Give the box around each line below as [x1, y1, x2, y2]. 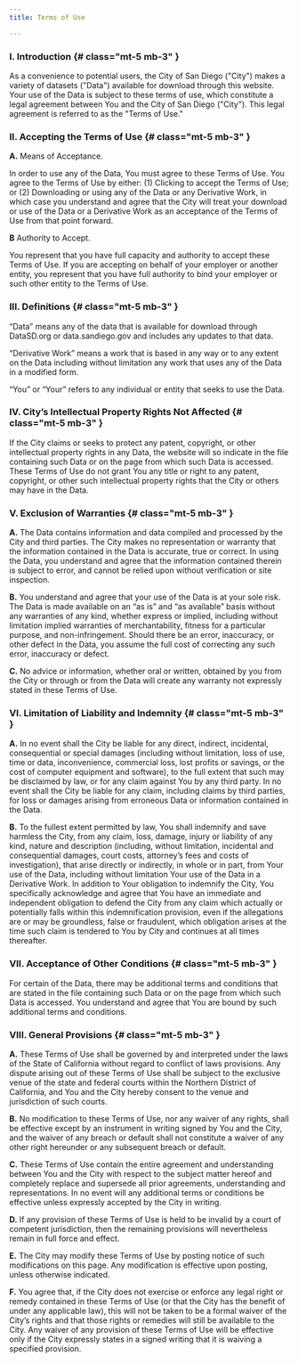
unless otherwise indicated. [9, 1269, 110, 1279]
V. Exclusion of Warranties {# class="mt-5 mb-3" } [9, 507, 234, 519]
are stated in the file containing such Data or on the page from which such [9, 987, 282, 998]
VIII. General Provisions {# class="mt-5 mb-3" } [9, 1028, 221, 1041]
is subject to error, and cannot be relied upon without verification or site [9, 565, 272, 575]
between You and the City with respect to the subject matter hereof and [9, 1169, 273, 1179]
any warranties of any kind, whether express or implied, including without [9, 611, 278, 622]
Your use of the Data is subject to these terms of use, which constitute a [9, 89, 274, 100]
